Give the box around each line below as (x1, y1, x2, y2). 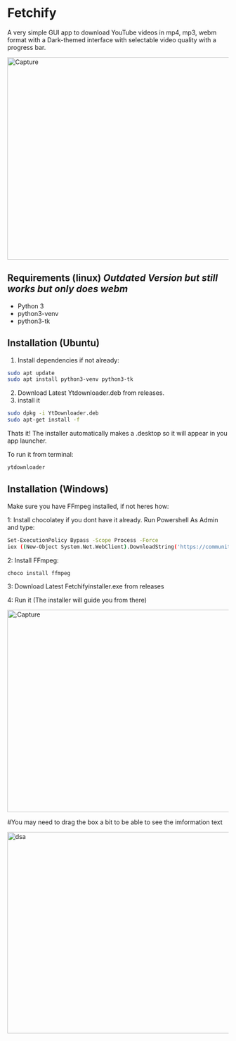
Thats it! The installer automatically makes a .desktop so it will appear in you (7, 429, 228, 438)
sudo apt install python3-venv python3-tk (7, 376, 133, 383)
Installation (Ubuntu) (7, 337, 100, 349)
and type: (7, 523, 35, 531)
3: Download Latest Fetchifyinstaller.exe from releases (7, 582, 164, 591)
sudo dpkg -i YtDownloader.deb (7, 410, 99, 417)
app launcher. (7, 436, 47, 445)
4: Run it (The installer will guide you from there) (7, 596, 147, 605)
